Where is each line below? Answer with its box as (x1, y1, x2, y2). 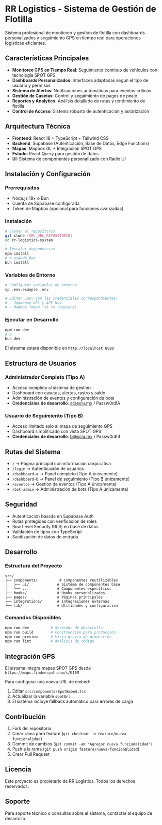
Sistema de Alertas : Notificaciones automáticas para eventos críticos (12, 87, 152, 93)
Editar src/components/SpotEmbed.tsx (12, 688, 86, 694)
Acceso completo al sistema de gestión (12, 385, 91, 390)
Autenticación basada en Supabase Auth (12, 513, 94, 519)
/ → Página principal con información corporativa (12, 461, 111, 467)
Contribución (5, 712, 46, 721)
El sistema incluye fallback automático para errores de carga (12, 698, 133, 704)
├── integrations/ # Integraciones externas (5, 599, 110, 604)
